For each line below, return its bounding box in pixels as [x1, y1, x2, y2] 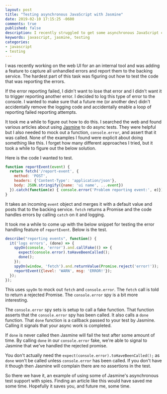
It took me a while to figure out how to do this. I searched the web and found [5, 119, 162, 125]
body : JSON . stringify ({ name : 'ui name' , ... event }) [14, 183, 123, 188]
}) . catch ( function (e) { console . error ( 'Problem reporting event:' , [9, 187, 153, 192]
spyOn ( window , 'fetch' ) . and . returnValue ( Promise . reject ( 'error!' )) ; [14, 264, 159, 269]
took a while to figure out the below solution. [5, 145, 96, 151]
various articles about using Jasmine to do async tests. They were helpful [5, 124, 156, 130]
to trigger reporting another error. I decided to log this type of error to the [5, 93, 156, 99]
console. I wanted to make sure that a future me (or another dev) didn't [5, 98, 151, 104]
